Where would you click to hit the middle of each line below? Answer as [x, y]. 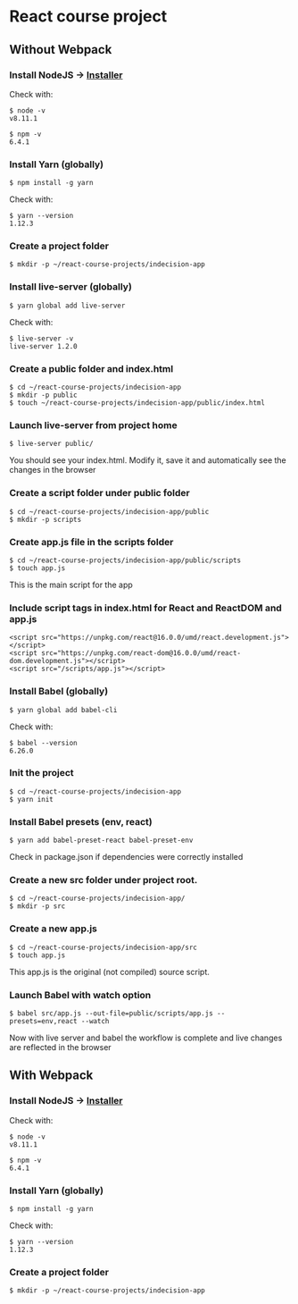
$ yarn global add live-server [67, 306]
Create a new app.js [54, 929]
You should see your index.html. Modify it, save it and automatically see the [148, 460]
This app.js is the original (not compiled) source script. [109, 972]
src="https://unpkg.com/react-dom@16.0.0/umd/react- [141, 653]
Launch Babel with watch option [80, 995]
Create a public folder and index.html [91, 368]
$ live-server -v [41, 338]
